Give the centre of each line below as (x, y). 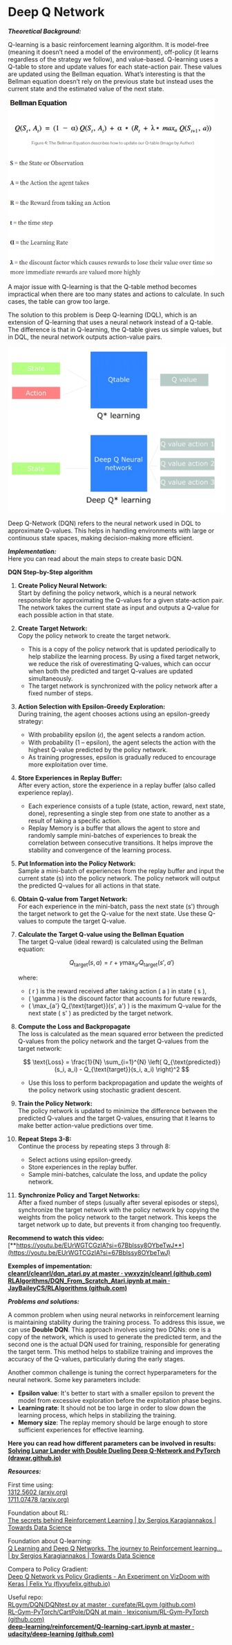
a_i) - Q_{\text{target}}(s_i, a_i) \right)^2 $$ (128, 1069)
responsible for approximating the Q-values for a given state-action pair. (120, 600)
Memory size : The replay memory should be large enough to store (113, 1422)
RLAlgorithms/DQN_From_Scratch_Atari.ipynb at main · (89, 1280)
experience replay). (46, 792)
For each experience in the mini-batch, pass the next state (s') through (118, 906)
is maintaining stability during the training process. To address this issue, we (116, 1322)
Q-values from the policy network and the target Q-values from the (113, 1041)
